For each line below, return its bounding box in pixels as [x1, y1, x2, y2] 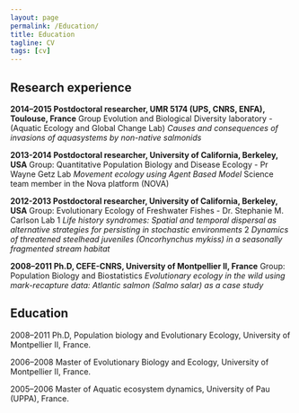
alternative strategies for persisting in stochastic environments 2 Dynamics [10, 224, 289, 234]
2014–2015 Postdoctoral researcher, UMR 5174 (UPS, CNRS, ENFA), [10, 103, 266, 114]
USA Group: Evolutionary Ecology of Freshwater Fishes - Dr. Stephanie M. [10, 205, 284, 215]
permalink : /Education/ [10, 22, 100, 31]
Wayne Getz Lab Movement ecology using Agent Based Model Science [10, 168, 275, 180]
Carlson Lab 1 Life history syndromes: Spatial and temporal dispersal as [10, 215, 277, 225]
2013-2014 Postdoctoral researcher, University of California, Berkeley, [10, 149, 279, 160]
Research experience [10, 80, 132, 95]
